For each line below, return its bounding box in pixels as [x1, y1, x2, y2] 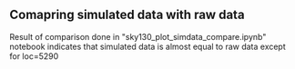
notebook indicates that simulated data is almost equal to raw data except [9, 41, 287, 52]
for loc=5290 [9, 50, 59, 62]
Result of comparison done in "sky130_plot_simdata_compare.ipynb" [9, 31, 267, 42]
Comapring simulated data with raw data [9, 7, 245, 23]
